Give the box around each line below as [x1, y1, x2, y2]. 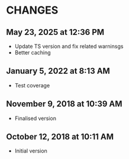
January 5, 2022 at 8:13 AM [6, 66, 111, 76]
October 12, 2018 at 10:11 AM [6, 132, 114, 142]
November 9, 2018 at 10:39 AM [6, 99, 122, 109]
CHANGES [6, 4, 59, 17]
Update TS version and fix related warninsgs [14, 43, 124, 50]
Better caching [14, 49, 51, 56]
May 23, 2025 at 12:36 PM [6, 27, 105, 37]
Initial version [14, 147, 47, 154]
